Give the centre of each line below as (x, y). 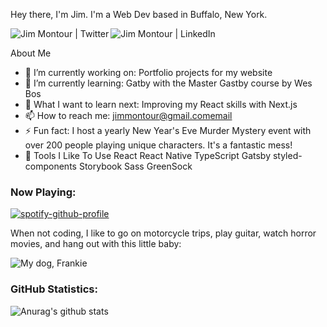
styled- (287, 155)
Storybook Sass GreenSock (135, 166)
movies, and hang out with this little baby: (96, 244)
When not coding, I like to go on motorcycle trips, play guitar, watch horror (163, 233)
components (50, 166)
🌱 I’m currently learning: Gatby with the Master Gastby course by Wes (168, 83)
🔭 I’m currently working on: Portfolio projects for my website (148, 72)
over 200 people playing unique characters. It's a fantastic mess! (158, 145)
